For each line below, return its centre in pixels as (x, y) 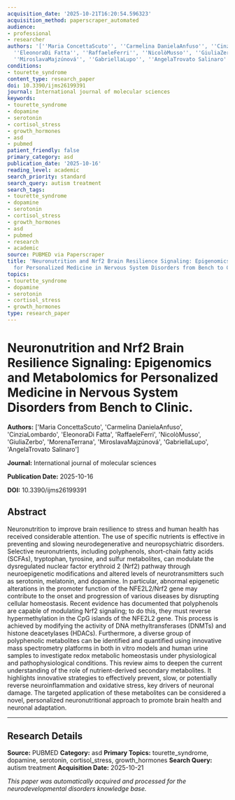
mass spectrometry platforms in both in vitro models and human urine (108, 648)
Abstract (27, 512)
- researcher (26, 40)
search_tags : (26, 190)
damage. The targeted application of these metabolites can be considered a (116, 692)
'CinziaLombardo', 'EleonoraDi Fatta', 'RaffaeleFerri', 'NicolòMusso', (104, 434)
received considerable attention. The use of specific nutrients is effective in (116, 536)
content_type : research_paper (51, 79)
